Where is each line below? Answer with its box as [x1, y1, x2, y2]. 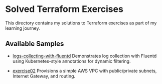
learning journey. [5, 25, 40, 31]
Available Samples [5, 40, 64, 48]
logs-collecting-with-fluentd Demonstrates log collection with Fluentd [12, 53, 157, 59]
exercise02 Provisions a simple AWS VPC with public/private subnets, [12, 68, 157, 74]
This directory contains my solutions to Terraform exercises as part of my [5, 20, 157, 26]
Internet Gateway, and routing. [12, 73, 76, 79]
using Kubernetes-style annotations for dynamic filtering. [12, 58, 131, 64]
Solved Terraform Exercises [5, 3, 124, 15]
